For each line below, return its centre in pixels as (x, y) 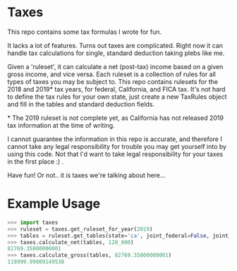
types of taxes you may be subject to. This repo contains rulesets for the (113, 81)
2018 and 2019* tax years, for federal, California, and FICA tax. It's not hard (116, 89)
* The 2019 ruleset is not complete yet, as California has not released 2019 (116, 118)
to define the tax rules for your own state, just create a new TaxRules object (117, 97)
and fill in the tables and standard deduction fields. (81, 104)
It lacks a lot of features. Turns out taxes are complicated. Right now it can (115, 45)
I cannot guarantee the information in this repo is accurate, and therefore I (115, 139)
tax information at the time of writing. (61, 125)
